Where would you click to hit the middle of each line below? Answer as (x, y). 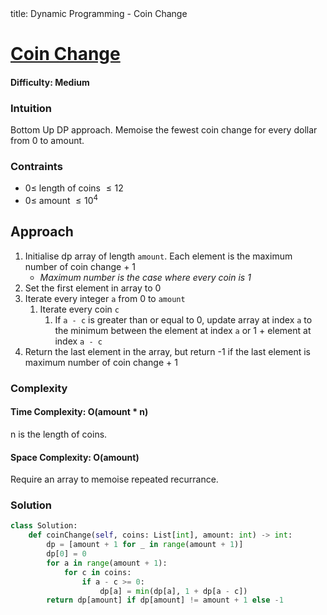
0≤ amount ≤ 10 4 (61, 200)
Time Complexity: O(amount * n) (79, 412)
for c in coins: (97, 572)
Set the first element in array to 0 (93, 288)
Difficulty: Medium (50, 82)
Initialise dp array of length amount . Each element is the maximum (158, 256)
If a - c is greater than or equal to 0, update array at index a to (183, 319)
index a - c (78, 341)
